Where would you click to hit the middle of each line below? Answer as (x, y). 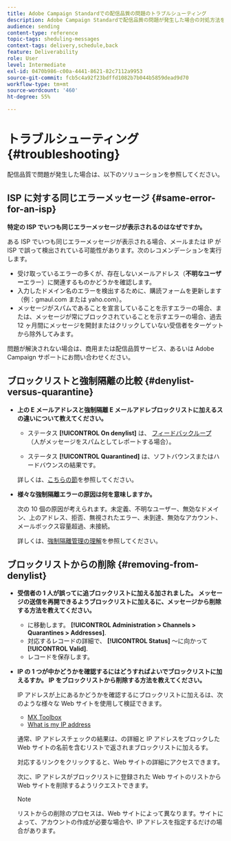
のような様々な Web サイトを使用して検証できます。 (91, 704)
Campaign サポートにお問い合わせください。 (71, 357)
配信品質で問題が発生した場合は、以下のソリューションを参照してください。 (115, 174)
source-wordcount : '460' (43, 90)
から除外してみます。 (47, 334)
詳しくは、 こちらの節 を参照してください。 (77, 479)
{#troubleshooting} (64, 154)
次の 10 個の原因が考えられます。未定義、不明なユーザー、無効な (109, 508)
